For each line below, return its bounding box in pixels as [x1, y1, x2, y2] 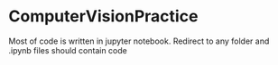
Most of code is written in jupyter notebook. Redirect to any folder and [8, 36, 270, 46]
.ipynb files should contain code [8, 45, 127, 55]
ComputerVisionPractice [8, 6, 199, 27]
